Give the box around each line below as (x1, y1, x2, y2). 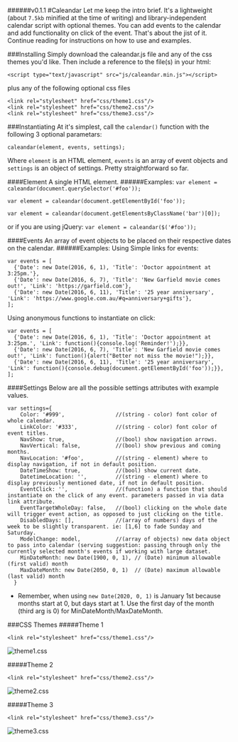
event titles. (7, 430, 50, 437)
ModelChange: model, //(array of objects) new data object (20, 536, 231, 543)
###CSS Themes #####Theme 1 (7, 620, 104, 629)
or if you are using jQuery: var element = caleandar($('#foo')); (7, 223, 197, 230)
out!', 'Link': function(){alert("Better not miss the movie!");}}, (7, 352, 215, 359)
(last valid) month (7, 573, 65, 580)
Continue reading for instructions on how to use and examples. (7, 36, 192, 45)
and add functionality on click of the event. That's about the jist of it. (7, 28, 207, 37)
